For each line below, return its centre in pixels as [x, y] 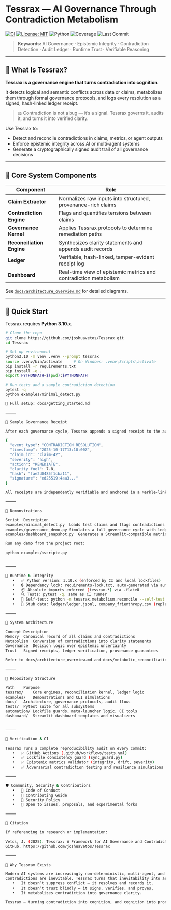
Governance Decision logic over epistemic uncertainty [66, 646]
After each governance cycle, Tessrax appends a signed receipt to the [83, 431]
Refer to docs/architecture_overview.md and [53, 660]
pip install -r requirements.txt [41, 366]
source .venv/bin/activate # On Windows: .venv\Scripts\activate [81, 361]
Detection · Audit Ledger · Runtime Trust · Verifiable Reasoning [83, 49]
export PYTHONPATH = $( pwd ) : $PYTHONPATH [46, 376]
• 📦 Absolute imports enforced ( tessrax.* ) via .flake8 [76, 590]
